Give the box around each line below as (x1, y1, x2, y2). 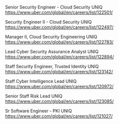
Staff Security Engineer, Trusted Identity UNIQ (5, 64, 99, 69)
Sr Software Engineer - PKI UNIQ (5, 108, 72, 114)
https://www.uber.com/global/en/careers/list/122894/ (5, 54, 114, 60)
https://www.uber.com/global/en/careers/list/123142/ (5, 69, 113, 75)
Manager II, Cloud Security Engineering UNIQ (5, 34, 98, 40)
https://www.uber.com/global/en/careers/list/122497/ (5, 24, 114, 30)
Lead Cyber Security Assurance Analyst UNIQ (5, 49, 99, 54)
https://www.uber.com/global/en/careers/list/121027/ (5, 113, 113, 119)
